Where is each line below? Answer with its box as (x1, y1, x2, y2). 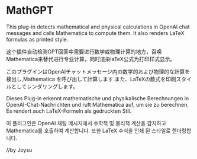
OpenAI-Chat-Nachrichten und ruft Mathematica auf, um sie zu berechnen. (6, 101, 189, 108)
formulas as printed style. (6, 36, 69, 43)
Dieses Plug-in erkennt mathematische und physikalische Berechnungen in (6, 94, 189, 101)
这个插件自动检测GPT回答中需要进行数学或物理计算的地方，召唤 (6, 48, 162, 55)
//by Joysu (6, 146, 33, 153)
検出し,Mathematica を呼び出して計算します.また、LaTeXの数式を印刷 (6, 75, 176, 82)
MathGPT (6, 4, 54, 17)
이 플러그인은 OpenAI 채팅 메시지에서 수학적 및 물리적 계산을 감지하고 (6, 119, 167, 126)
